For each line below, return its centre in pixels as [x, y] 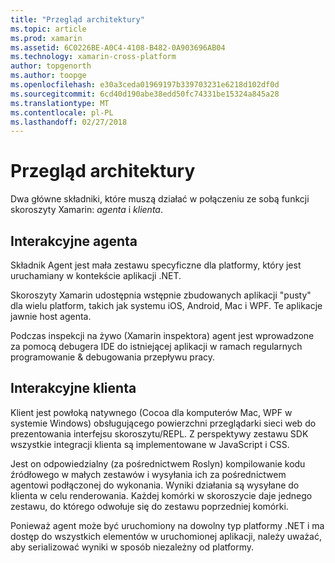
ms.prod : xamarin [46, 38]
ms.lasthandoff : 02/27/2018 [69, 122]
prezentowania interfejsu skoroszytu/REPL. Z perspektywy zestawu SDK [159, 433]
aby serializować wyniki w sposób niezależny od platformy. [132, 547]
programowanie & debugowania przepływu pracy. [113, 357]
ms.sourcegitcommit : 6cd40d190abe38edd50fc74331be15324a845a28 [145, 94]
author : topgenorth [51, 66]
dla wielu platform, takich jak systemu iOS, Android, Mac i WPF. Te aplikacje [166, 305]
